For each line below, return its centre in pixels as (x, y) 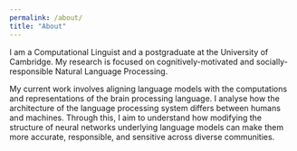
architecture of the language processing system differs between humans (145, 108)
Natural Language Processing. (111, 71)
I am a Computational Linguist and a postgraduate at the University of (139, 52)
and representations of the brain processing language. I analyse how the (145, 98)
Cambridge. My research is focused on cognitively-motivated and (132, 61)
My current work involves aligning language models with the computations (148, 89)
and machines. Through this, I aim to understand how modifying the (136, 118)
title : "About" (38, 26)
